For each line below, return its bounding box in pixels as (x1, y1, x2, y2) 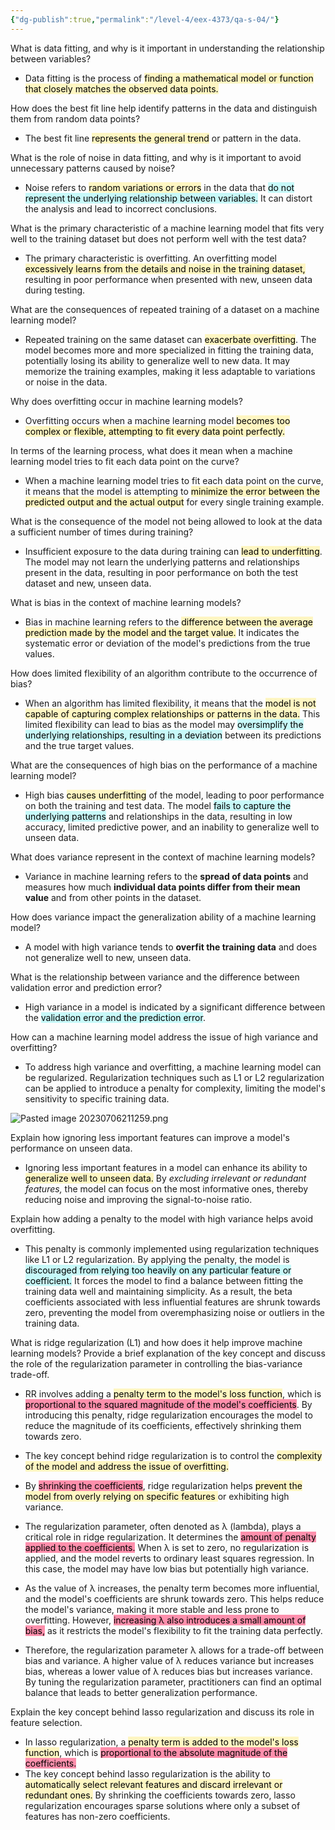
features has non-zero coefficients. (24, 1810, 171, 1822)
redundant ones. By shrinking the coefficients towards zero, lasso (24, 1789, 296, 1801)
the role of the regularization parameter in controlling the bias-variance (10, 1357, 303, 1370)
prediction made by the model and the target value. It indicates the (24, 626, 300, 638)
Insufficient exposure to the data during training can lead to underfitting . (24, 545, 323, 557)
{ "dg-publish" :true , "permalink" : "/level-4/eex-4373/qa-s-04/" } (10, 14, 280, 25)
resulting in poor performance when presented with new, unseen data (24, 273, 313, 285)
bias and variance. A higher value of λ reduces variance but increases (24, 1654, 315, 1666)
